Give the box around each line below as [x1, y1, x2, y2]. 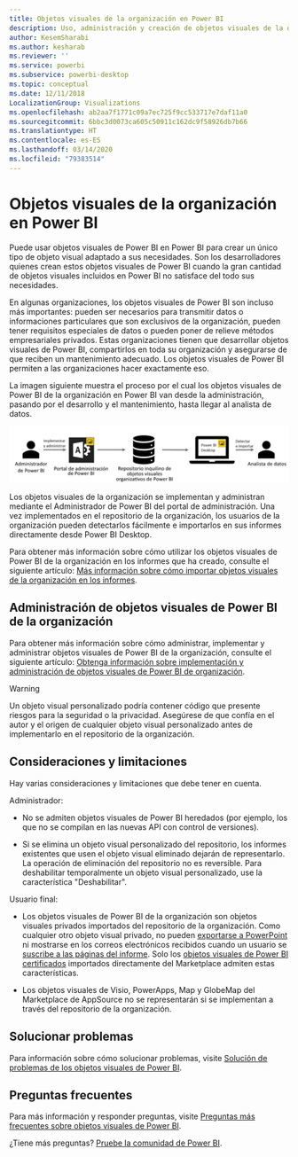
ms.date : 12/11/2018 [9, 89, 86, 98]
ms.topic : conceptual [9, 80, 90, 89]
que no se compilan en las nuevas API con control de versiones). [21, 821, 260, 833]
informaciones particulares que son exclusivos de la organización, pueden [9, 316, 281, 326]
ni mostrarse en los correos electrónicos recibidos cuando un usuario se [21, 939, 287, 950]
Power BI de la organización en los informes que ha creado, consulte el [9, 556, 270, 567]
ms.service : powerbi [9, 61, 86, 70]
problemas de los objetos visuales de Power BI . [9, 1062, 182, 1073]
